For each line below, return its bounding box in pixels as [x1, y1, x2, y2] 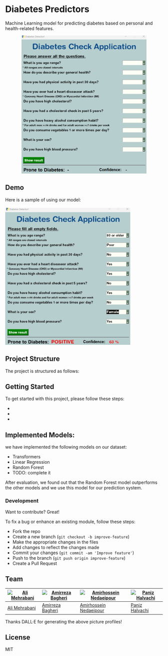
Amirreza [41, 602, 61, 608]
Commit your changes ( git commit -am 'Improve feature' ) [12, 550, 134, 556]
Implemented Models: [5, 431, 75, 439]
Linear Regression [12, 459, 50, 465]
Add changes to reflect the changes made [12, 544, 99, 550]
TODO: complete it [12, 470, 51, 476]
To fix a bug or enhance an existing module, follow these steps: [5, 518, 136, 524]
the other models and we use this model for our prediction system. [5, 485, 142, 491]
